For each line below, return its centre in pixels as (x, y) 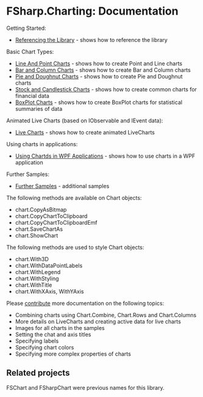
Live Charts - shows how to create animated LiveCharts (85, 132)
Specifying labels (37, 341)
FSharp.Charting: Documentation (92, 11)
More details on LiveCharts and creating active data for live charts (98, 321)
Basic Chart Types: (30, 51)
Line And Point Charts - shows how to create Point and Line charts (99, 63)
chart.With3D (32, 259)
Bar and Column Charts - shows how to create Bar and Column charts (103, 70)
